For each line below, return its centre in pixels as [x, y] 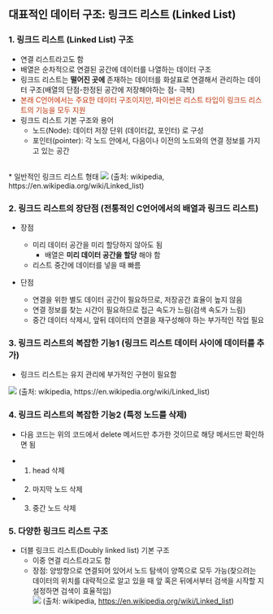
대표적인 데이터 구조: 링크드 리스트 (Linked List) [122, 15]
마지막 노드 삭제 [57, 489]
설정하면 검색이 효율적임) [72, 590]
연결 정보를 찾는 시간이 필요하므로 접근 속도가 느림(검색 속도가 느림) [139, 309]
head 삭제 [48, 470]
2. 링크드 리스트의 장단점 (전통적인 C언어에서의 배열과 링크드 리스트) [134, 208]
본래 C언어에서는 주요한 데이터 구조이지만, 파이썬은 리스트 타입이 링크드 [133, 99]
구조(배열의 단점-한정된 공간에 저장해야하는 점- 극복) [112, 89]
